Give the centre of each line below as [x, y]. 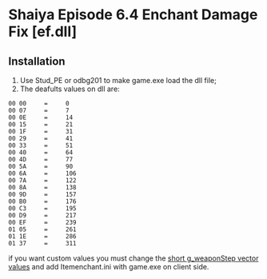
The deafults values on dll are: [70, 89]
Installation [37, 61]
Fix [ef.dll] [43, 32]
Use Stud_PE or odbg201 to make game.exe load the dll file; [118, 80]
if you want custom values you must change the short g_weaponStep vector [133, 258]
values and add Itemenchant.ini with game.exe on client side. [109, 267]
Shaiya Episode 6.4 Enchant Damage [133, 15]
